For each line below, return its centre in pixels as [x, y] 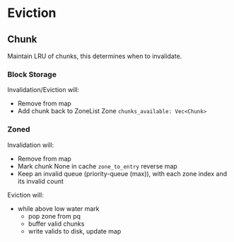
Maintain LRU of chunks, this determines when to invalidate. [95, 56]
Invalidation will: [31, 145]
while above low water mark [59, 208]
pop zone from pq [54, 216]
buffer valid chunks [56, 224]
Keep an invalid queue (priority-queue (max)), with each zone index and [122, 173]
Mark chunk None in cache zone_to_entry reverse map [98, 166]
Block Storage [32, 74]
